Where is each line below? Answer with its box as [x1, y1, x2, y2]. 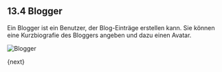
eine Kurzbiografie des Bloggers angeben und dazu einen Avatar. [7, 31, 192, 39]
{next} [7, 58, 25, 66]
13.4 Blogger [7, 5, 63, 17]
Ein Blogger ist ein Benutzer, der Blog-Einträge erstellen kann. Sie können [7, 23, 215, 32]
